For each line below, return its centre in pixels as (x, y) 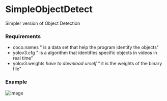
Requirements (23, 36)
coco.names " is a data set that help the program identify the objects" (86, 47)
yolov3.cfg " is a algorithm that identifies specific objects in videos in (85, 53)
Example (16, 82)
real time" (23, 58)
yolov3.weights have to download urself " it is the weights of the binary (87, 64)
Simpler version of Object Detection (43, 23)
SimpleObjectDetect (49, 9)
